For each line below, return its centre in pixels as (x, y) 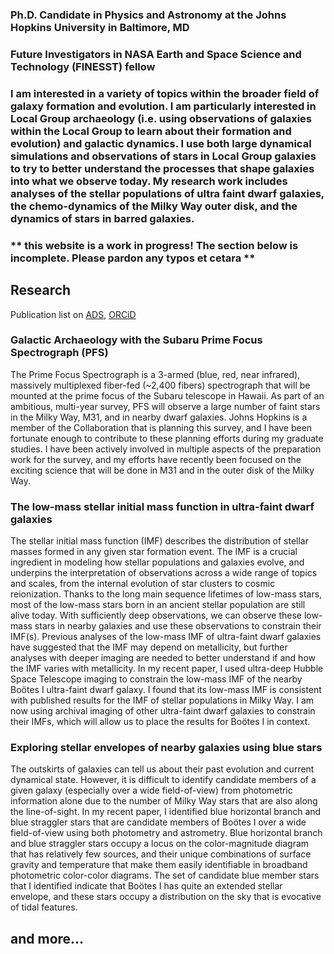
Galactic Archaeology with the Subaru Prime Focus (136, 340)
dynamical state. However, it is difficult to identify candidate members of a (163, 780)
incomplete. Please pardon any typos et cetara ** (133, 258)
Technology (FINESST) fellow (83, 66)
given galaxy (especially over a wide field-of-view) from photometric (151, 790)
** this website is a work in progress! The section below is (154, 245)
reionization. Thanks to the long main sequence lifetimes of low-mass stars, (166, 594)
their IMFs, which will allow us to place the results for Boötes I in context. (160, 722)
